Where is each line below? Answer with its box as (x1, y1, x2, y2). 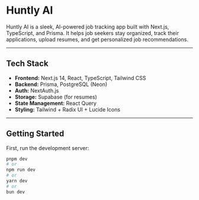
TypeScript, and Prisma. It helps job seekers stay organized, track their (6, 29, 179, 36)
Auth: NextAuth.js (14, 87, 59, 94)
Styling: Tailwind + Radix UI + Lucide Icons (14, 106, 120, 113)
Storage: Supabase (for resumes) (14, 93, 98, 100)
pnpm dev (6, 155, 28, 162)
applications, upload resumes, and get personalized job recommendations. (6, 36, 188, 43)
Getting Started (6, 129, 65, 139)
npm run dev (6, 167, 36, 173)
